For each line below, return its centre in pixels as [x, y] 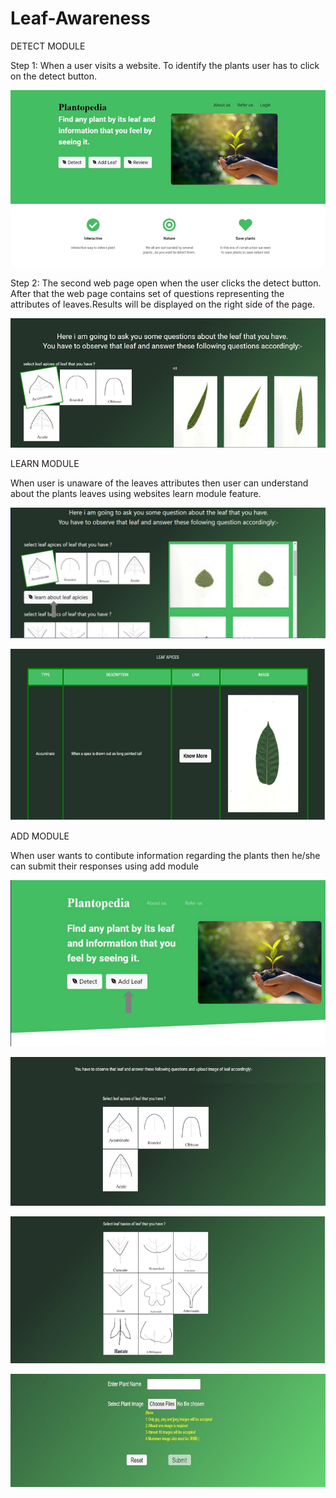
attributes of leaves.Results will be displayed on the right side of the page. [163, 304]
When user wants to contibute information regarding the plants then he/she [165, 855]
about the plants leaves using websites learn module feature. [136, 493]
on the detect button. [53, 76]
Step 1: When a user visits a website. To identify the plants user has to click [165, 65]
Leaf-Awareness [80, 18]
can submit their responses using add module [104, 866]
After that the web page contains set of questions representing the [147, 294]
